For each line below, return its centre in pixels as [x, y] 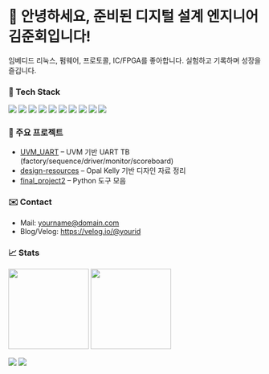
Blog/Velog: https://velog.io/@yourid [80, 231]
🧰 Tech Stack [35, 92]
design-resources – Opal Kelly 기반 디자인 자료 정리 [103, 171]
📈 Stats [24, 253]
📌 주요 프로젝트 [36, 133]
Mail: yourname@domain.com [69, 223]
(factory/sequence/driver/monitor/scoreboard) [97, 161]
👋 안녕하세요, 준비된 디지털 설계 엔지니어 [133, 16]
